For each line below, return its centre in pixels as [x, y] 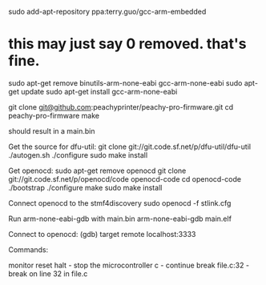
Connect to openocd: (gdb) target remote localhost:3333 [102, 234]
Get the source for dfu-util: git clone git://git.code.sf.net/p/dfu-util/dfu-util [129, 147]
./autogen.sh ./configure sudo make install [78, 155]
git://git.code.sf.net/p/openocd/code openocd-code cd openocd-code [125, 179]
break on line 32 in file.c [48, 273]
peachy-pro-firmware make [54, 115]
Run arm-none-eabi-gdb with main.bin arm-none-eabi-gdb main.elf [120, 219]
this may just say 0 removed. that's [127, 44]
